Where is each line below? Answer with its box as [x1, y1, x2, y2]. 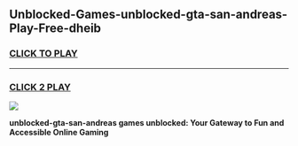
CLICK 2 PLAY [9, 81, 71, 93]
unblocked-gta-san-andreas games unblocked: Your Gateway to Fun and [9, 117, 285, 127]
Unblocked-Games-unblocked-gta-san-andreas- [9, 7, 288, 22]
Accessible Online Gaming [9, 127, 109, 137]
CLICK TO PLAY [9, 48, 78, 60]
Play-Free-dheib [9, 21, 102, 36]
